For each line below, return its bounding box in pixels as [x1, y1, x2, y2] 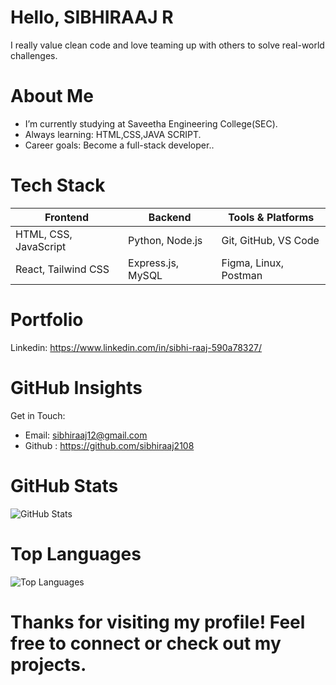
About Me [10, 85, 94, 108]
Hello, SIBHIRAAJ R [10, 6, 174, 29]
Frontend [44, 210, 90, 224]
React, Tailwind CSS [15, 262, 110, 276]
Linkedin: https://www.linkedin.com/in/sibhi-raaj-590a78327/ [10, 341, 262, 353]
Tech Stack [10, 174, 106, 197]
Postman [221, 268, 263, 282]
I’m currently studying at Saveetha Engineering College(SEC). [24, 117, 278, 130]
